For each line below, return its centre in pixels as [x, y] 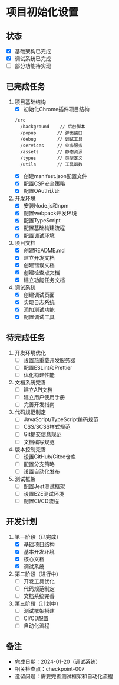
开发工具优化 [39, 581]
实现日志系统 [39, 302]
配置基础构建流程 [44, 228]
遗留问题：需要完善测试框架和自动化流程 [64, 676]
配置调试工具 [39, 317]
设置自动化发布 [42, 471]
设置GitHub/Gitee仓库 [49, 457]
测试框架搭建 [39, 611]
